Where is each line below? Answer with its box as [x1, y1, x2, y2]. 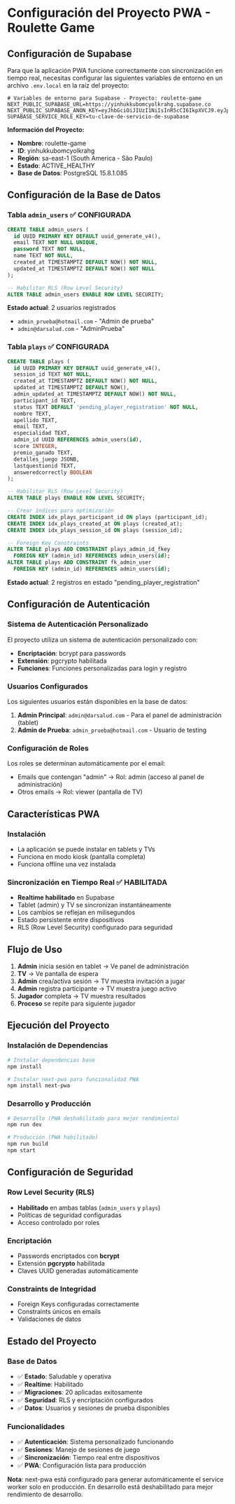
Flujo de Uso [7, 943, 63, 955]
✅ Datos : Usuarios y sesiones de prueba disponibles [17, 1404, 170, 1412]
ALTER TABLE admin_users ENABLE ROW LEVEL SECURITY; [7, 291, 164, 298]
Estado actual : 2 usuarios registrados [7, 304, 116, 312]
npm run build [7, 1141, 49, 1148]
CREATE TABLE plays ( [7, 358, 71, 365]
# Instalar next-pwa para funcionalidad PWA [7, 1076, 139, 1083]
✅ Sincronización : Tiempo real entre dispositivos [17, 1454, 160, 1462]
